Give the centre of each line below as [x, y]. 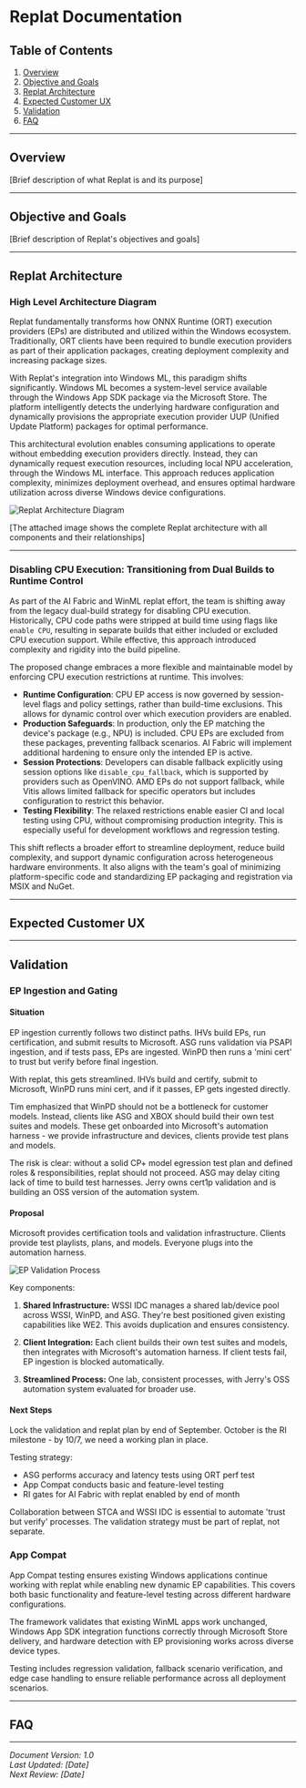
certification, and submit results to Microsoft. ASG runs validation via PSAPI [151, 1042]
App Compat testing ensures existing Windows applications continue [139, 1575]
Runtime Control [46, 581]
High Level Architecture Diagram [83, 301]
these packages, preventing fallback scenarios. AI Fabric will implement [157, 742]
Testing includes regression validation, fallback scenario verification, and [146, 1668]
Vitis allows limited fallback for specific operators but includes [139, 791]
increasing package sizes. [58, 361]
